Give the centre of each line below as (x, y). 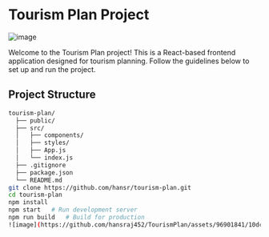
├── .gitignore (41, 165)
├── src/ (30, 128)
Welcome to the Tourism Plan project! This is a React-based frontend (122, 52)
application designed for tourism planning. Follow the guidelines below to (129, 61)
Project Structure (52, 95)
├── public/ (36, 121)
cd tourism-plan (35, 195)
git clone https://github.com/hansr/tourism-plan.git (100, 187)
